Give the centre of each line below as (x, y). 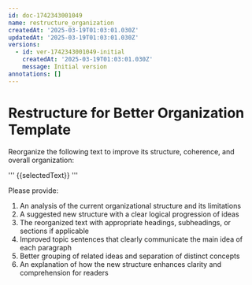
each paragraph (46, 247)
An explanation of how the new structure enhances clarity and (120, 264)
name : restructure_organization (61, 23)
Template (39, 130)
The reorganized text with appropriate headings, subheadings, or (125, 222)
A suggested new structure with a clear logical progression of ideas (129, 214)
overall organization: (41, 160)
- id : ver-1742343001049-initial (70, 52)
